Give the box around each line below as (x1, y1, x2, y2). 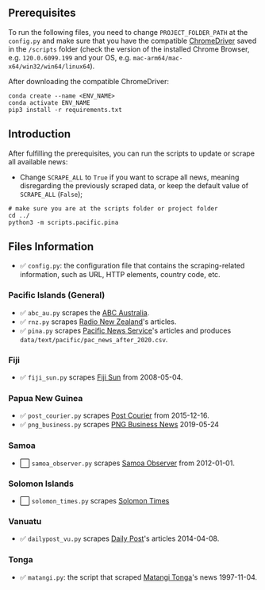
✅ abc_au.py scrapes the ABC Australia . (19, 307, 150, 317)
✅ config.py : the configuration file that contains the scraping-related (19, 261, 245, 271)
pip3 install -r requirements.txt (8, 106, 123, 114)
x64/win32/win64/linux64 (8, 63, 90, 71)
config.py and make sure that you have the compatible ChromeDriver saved (8, 36, 257, 45)
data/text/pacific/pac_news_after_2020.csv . (19, 334, 168, 344)
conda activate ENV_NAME (8, 98, 90, 106)
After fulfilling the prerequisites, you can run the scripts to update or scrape (8, 148, 255, 158)
